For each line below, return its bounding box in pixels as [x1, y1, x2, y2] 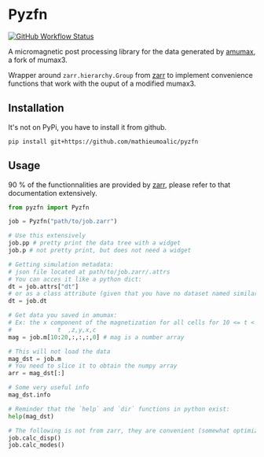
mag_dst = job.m [8, 355, 61, 363]
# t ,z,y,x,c [8, 326, 97, 334]
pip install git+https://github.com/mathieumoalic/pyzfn [8, 138, 199, 146]
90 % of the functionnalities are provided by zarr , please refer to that [8, 179, 231, 190]
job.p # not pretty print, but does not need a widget [8, 246, 192, 255]
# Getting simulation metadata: [8, 260, 114, 268]
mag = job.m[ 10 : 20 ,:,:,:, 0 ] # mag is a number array [8, 333, 185, 341]
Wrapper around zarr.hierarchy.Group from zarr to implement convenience [8, 70, 253, 79]
